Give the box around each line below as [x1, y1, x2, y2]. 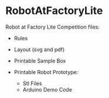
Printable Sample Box [13, 57, 66, 64]
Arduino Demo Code [22, 86, 73, 93]
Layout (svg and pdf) [13, 45, 65, 53]
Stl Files [22, 80, 42, 87]
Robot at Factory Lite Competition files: [5, 23, 100, 30]
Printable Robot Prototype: [13, 68, 79, 75]
